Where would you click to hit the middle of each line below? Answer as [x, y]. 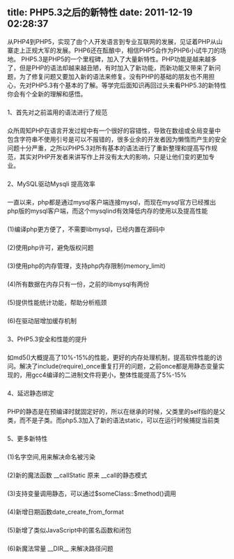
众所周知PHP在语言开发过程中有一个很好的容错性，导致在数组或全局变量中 [114, 131]
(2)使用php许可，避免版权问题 [50, 247]
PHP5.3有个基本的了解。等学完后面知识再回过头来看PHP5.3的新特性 [129, 85]
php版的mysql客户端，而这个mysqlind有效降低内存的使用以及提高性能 [108, 211]
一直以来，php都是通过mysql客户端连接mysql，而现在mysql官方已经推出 [112, 202]
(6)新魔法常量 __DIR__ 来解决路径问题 [60, 548]
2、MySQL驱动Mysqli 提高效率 [51, 184]
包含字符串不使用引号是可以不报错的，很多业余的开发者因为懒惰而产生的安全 [117, 139]
